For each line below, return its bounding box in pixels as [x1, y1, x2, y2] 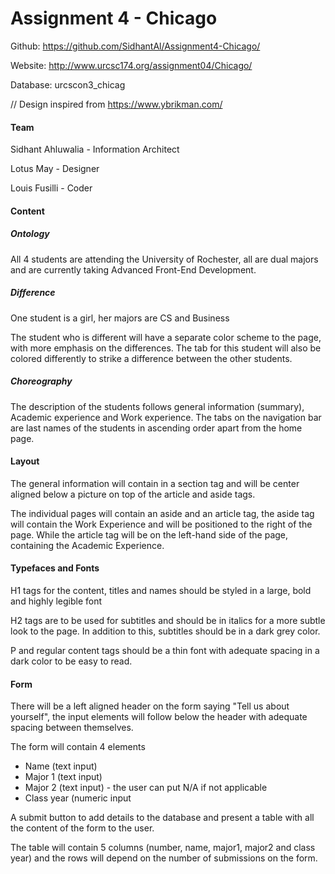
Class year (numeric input [24, 792, 132, 804]
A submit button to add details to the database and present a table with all [10, 812, 315, 824]
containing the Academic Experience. [10, 539, 165, 551]
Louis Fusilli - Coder [10, 182, 93, 194]
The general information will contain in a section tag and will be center [10, 477, 300, 489]
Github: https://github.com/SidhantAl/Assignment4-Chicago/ [10, 40, 261, 52]
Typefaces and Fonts [10, 562, 100, 574]
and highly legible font [10, 595, 103, 607]
